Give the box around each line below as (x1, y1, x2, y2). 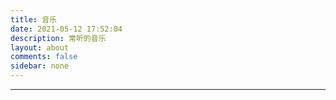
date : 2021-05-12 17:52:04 (10, 24, 123, 34)
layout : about (10, 42, 70, 53)
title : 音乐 (10, 14, 57, 25)
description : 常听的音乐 (10, 33, 107, 43)
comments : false (10, 52, 78, 62)
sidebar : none (10, 61, 70, 71)
